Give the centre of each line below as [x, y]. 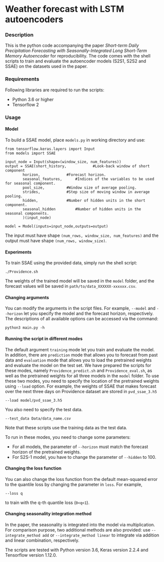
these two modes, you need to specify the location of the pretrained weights [82, 381]
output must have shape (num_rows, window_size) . [56, 240]
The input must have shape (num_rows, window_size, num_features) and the [82, 235]
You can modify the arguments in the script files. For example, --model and [80, 309]
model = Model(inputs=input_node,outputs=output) [57, 226]
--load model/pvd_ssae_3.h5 [34, 400]
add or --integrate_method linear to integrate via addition [101, 535]
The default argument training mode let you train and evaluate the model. [80, 349]
